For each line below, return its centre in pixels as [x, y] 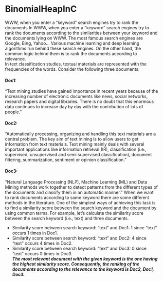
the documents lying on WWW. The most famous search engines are [74, 38]
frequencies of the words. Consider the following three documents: [72, 69]
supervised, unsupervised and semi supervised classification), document [79, 155]
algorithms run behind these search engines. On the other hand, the [73, 48]
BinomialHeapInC [41, 9]
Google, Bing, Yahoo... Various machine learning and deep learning [72, 43]
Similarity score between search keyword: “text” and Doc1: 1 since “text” [84, 227]
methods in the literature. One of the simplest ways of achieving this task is [80, 202]
